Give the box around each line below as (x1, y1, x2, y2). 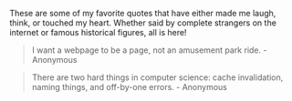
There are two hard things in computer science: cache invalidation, (31, 72, 284, 83)
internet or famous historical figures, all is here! (9, 27, 187, 37)
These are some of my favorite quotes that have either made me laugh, (9, 8, 276, 18)
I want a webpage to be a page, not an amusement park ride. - (31, 45, 267, 56)
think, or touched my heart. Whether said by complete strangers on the (9, 17, 276, 28)
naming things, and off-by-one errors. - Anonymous (31, 82, 228, 92)
